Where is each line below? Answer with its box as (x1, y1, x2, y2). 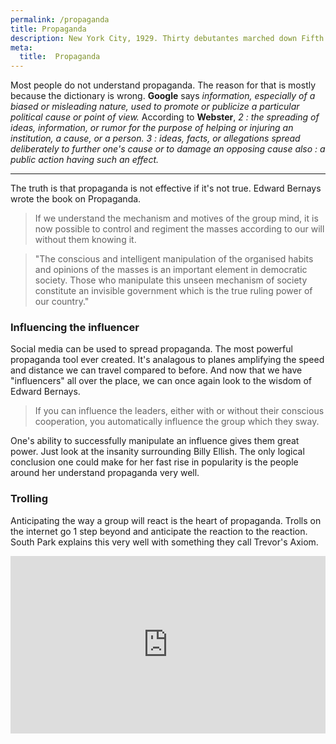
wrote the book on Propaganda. (10, 193, 142, 205)
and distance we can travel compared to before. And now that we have (10, 364, 303, 376)
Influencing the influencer (10, 321, 140, 335)
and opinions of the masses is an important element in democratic (34, 264, 308, 276)
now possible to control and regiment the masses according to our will (34, 223, 325, 235)
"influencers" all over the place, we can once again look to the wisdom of (10, 375, 313, 387)
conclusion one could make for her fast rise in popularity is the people (10, 456, 299, 468)
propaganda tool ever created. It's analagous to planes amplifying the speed (10, 354, 325, 366)
